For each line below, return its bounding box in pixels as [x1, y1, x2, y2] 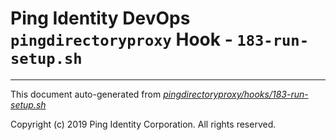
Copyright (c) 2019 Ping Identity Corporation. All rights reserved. [10, 118, 277, 130]
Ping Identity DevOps [10, 7, 191, 30]
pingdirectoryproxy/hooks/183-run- [163, 88, 309, 100]
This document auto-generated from [10, 88, 162, 100]
